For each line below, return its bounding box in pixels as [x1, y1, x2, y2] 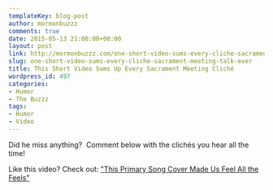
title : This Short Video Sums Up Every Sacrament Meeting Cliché [8, 65, 234, 73]
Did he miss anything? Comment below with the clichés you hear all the [8, 140, 249, 149]
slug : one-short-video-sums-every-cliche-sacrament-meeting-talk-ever [8, 58, 253, 66]
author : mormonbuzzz [8, 19, 79, 28]
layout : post [8, 42, 53, 50]
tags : [8, 102, 27, 110]
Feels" [8, 172, 30, 183]
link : [8, 50, 27, 58]
